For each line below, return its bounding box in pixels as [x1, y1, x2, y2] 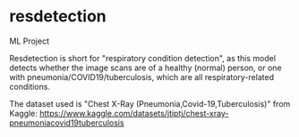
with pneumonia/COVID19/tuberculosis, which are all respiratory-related [9, 71, 275, 82]
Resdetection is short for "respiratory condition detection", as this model [9, 52, 276, 63]
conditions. [9, 81, 51, 92]
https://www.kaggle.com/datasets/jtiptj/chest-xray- [38, 108, 229, 118]
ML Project [9, 36, 50, 46]
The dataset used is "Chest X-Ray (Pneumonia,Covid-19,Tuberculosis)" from [9, 98, 291, 109]
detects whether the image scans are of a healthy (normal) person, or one [9, 62, 282, 73]
